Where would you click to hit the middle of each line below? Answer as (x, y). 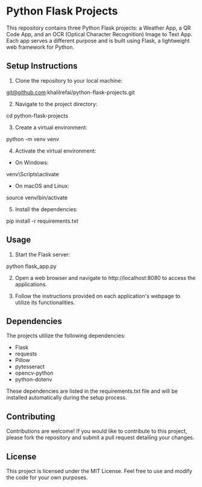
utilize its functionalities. (45, 302)
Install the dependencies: (46, 209)
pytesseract (30, 367)
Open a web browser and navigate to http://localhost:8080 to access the (105, 278)
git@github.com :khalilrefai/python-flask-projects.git (71, 92)
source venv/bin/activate (37, 197)
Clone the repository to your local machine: (68, 80)
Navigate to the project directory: (56, 104)
